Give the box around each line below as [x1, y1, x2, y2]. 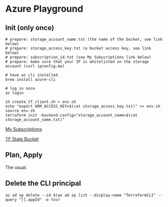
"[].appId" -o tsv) [18, 197, 60, 202]
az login [5, 90, 24, 95]
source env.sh [5, 108, 36, 113]
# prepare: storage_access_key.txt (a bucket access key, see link [5, 46, 152, 51]
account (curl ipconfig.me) [5, 64, 65, 69]
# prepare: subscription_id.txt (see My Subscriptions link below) [5, 55, 152, 60]
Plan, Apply [5, 151, 43, 160]
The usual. [5, 164, 27, 170]
